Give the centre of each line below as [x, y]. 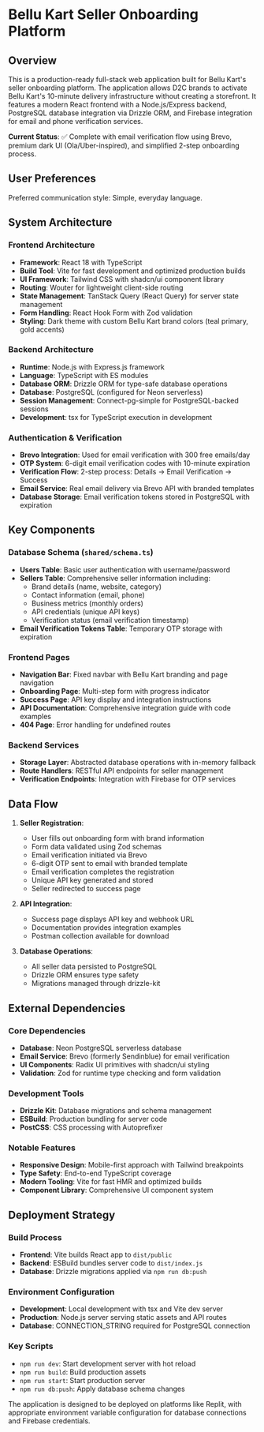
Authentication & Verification [65, 437]
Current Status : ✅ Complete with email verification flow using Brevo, [120, 137]
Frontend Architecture [52, 245]
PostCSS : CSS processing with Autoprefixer [91, 1127]
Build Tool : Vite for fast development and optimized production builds [132, 271]
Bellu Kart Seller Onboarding [104, 15]
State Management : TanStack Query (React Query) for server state [129, 296]
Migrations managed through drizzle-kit [96, 984]
